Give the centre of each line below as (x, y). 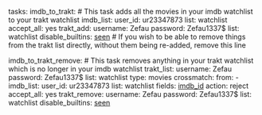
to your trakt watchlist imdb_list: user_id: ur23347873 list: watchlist (118, 20)
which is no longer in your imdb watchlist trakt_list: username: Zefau (120, 69)
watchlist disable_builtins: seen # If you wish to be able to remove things (127, 36)
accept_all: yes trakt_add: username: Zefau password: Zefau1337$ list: (124, 28)
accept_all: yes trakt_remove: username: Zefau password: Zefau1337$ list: (130, 94)
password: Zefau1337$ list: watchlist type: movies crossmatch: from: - (123, 77)
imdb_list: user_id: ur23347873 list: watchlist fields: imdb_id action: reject (129, 86)
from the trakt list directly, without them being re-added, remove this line (127, 45)
